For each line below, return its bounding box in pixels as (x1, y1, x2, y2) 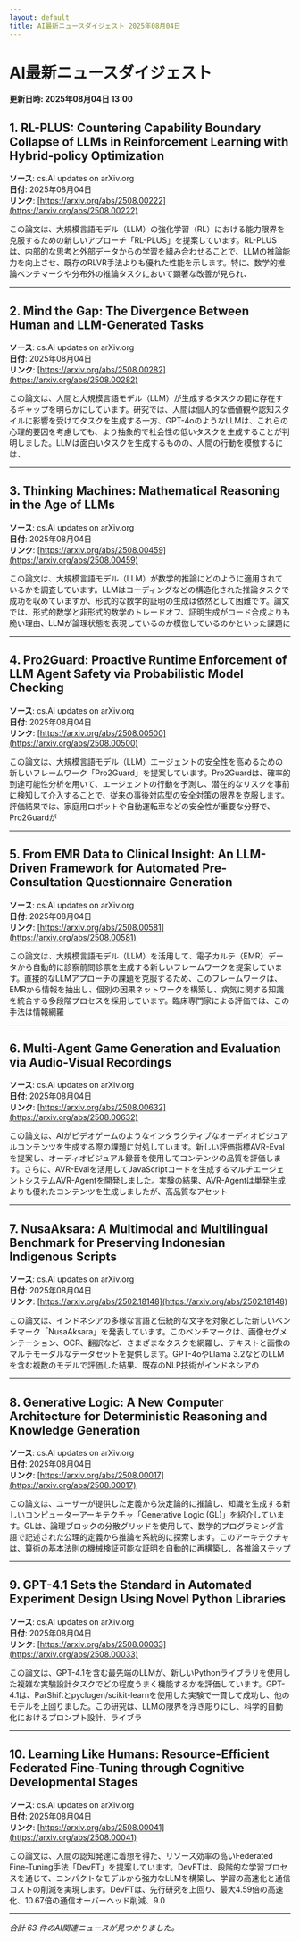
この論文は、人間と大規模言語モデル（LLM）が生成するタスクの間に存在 (9, 393, 276, 404)
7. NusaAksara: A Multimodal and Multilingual (9, 1221, 269, 1236)
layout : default (9, 13, 70, 22)
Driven (9, 861, 47, 876)
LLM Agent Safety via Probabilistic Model (9, 666, 244, 682)
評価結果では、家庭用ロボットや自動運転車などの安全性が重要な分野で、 (9, 800, 275, 811)
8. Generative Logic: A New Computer (9, 1394, 225, 1410)
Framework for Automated (49, 861, 200, 876)
